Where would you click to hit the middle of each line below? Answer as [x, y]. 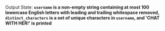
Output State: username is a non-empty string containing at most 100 [77, 7]
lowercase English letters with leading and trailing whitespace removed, [82, 12]
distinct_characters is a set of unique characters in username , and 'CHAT [82, 18]
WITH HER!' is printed [29, 23]
